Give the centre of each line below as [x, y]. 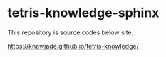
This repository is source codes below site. [71, 32]
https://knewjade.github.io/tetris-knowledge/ [73, 46]
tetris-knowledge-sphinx [83, 13]
